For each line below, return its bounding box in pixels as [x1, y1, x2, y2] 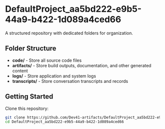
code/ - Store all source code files [12, 57, 82, 63]
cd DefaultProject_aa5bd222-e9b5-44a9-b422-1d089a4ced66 [5, 119, 124, 125]
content [12, 68, 28, 74]
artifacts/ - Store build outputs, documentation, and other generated [12, 62, 151, 68]
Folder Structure [5, 44, 56, 52]
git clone [5, 115, 26, 120]
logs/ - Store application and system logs [12, 73, 96, 79]
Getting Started [5, 92, 54, 101]
